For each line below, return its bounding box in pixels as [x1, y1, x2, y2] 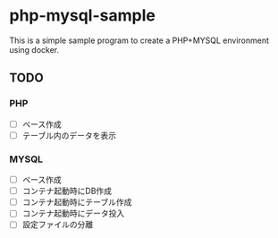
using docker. [9, 44, 60, 55]
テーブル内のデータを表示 [21, 130, 116, 140]
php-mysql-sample [9, 5, 156, 26]
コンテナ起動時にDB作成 [21, 185, 113, 197]
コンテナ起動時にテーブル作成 [21, 197, 132, 208]
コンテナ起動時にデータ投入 [21, 208, 125, 219]
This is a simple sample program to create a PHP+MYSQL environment [9, 35, 270, 46]
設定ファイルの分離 [21, 219, 94, 230]
